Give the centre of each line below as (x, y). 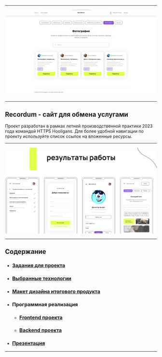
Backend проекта (40, 330)
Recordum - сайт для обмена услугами (67, 114)
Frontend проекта (41, 317)
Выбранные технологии (41, 278)
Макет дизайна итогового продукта (56, 291)
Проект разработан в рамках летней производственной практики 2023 (79, 126)
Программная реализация (45, 304)
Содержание (26, 252)
